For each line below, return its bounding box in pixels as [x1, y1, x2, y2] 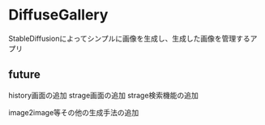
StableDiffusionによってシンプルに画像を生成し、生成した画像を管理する [8, 33, 251, 43]
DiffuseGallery [8, 6, 109, 24]
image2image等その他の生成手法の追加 [8, 107, 139, 117]
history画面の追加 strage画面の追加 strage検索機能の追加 [8, 90, 199, 100]
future [8, 67, 41, 82]
